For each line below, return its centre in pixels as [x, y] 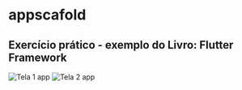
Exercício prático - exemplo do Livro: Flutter [121, 45]
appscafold [47, 15]
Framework [38, 57]
